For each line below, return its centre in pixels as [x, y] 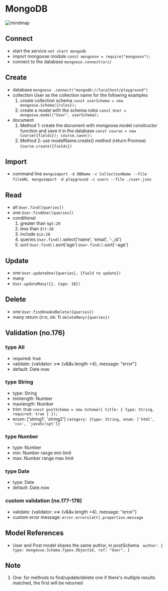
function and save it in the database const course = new [78, 131]
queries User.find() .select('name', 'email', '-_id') [71, 239]
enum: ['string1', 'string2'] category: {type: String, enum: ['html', [83, 419]
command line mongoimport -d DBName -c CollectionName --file [79, 174]
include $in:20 [35, 234]
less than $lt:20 [37, 229]
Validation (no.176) [35, 333]
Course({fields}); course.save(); [56, 135]
